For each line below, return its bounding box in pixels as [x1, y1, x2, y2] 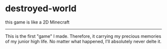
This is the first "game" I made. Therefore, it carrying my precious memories [5, 33, 162, 39]
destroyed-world [5, 3, 77, 14]
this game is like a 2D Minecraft [5, 19, 70, 25]
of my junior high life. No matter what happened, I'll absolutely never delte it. [5, 38, 162, 44]
